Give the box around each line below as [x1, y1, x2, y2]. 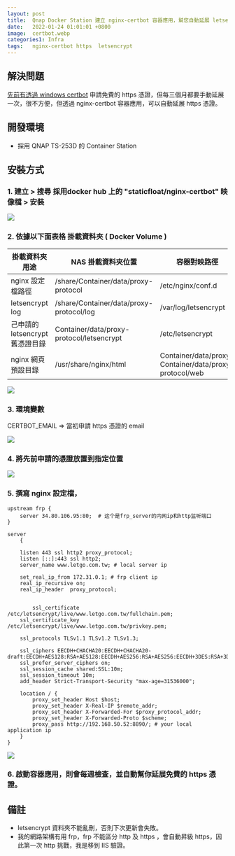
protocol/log [55, 307, 96, 316]
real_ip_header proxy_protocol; [20, 586, 117, 593]
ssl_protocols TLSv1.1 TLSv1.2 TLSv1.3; [20, 635, 139, 642]
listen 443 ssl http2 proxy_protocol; [20, 549, 133, 556]
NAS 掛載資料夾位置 [71, 257, 138, 267]
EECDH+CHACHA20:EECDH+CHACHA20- [57, 647, 152, 654]
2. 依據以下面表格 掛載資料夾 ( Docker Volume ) [7, 232, 167, 241]
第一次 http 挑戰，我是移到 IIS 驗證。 [23, 841, 129, 850]
